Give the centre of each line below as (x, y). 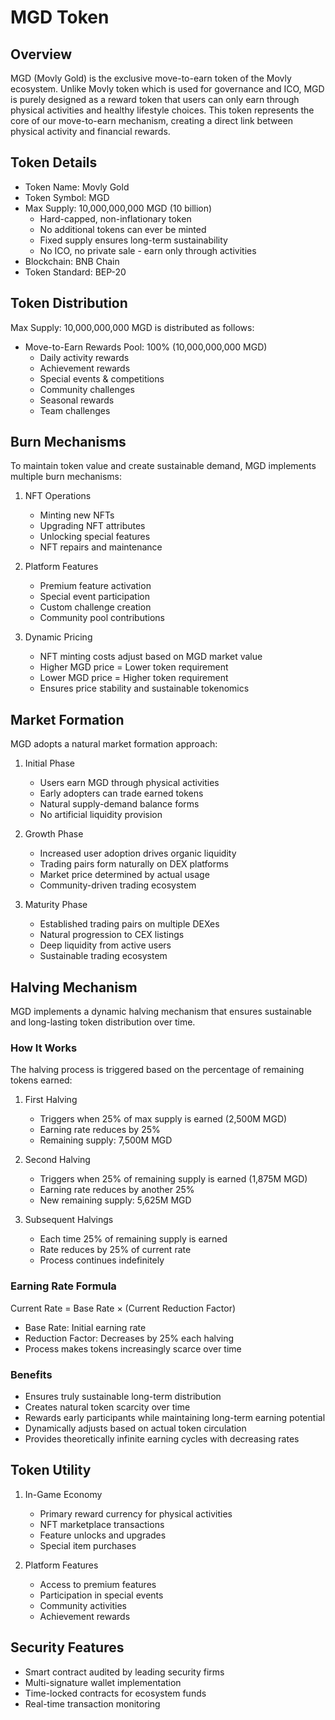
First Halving (51, 1100)
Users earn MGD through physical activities (129, 783)
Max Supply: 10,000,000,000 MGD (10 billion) (118, 208)
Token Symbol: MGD (67, 197)
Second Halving (57, 1160)
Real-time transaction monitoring (92, 1703)
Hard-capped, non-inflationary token (115, 218)
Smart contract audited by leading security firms (124, 1672)
